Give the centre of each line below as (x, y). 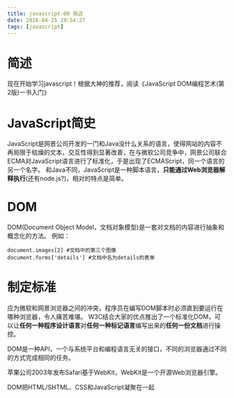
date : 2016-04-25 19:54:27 (46, 20)
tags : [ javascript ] (36, 26)
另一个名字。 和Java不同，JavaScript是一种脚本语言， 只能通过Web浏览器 (113, 170)
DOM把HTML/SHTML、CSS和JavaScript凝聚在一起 (81, 388)
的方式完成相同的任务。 (41, 358)
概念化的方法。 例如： (39, 236)
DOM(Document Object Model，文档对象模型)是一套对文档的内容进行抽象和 (116, 228)
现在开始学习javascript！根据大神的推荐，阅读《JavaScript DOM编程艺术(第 (116, 83)
